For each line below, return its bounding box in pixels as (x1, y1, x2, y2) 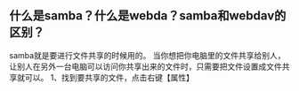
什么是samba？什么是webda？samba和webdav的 (9, 8, 287, 24)
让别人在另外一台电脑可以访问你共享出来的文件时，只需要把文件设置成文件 (9, 61, 282, 72)
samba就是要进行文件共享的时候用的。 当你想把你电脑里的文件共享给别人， (9, 49, 287, 60)
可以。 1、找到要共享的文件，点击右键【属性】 (24, 72, 194, 82)
